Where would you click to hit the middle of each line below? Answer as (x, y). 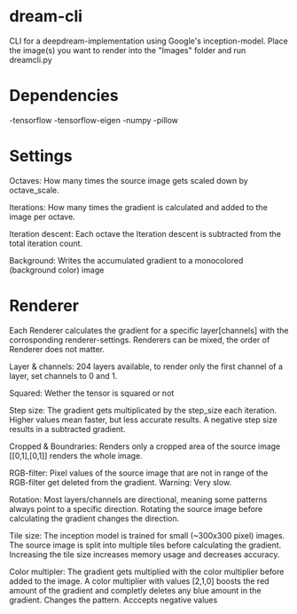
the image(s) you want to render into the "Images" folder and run (128, 50)
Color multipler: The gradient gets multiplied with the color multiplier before (147, 571)
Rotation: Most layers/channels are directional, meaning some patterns (138, 500)
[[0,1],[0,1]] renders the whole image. (76, 455)
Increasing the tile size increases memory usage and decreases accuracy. (145, 554)
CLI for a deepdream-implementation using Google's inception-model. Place (148, 41)
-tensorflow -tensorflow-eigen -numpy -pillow (94, 120)
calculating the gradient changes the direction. (94, 518)
